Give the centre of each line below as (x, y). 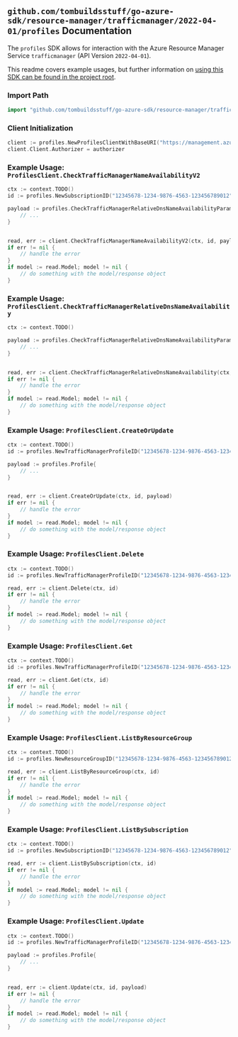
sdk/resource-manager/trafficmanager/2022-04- (112, 21)
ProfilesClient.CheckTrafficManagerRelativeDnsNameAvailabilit (119, 306)
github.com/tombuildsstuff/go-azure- (91, 12)
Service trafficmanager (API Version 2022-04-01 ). (79, 55)
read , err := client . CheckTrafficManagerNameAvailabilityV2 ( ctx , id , (112, 241)
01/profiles (34, 32)
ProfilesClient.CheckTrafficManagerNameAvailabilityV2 (104, 175)
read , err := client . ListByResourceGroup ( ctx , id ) (84, 772)
